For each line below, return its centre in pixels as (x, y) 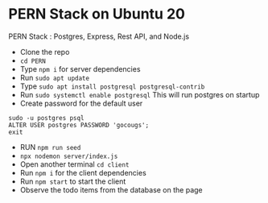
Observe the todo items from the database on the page (111, 189)
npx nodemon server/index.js (69, 156)
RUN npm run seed (50, 147)
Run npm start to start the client (73, 181)
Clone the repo (45, 52)
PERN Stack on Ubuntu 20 (97, 14)
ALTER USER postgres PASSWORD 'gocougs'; (79, 125)
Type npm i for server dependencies (80, 68)
